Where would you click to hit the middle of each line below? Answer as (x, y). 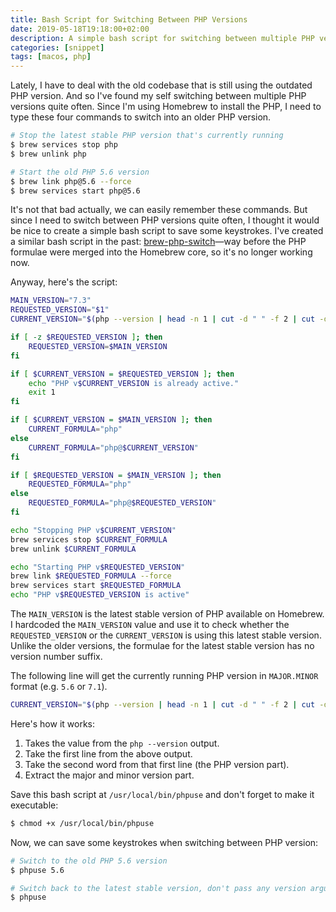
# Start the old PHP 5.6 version (80, 172)
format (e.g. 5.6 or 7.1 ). (59, 686)
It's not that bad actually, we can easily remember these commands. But (159, 210)
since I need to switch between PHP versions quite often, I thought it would (165, 220)
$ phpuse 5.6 (37, 870)
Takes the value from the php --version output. (122, 743)
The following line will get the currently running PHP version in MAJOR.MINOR (164, 675)
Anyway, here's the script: (64, 282)
